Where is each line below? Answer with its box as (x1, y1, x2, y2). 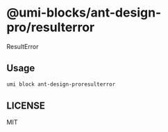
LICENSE (6, 100, 46, 112)
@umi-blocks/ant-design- (6, 5, 162, 21)
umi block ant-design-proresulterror (6, 81, 116, 88)
